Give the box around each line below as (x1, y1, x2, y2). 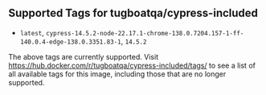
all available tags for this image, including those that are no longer (8, 68, 227, 79)
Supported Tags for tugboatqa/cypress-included (8, 6, 259, 20)
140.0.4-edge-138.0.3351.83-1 (19, 38, 122, 46)
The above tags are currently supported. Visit (8, 52, 159, 61)
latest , (19, 27, 44, 37)
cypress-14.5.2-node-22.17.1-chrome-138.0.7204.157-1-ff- (45, 29, 244, 37)
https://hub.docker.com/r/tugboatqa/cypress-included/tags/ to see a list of (8, 60, 256, 70)
